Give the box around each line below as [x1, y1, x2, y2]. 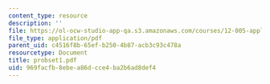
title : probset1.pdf [8, 57, 78, 65]
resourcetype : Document [8, 49, 88, 57]
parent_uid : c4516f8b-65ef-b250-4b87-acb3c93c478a [8, 42, 182, 50]
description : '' [8, 19, 63, 27]
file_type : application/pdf [8, 34, 103, 42]
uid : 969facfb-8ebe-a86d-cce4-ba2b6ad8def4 [8, 64, 157, 72]
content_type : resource [8, 11, 88, 20]
